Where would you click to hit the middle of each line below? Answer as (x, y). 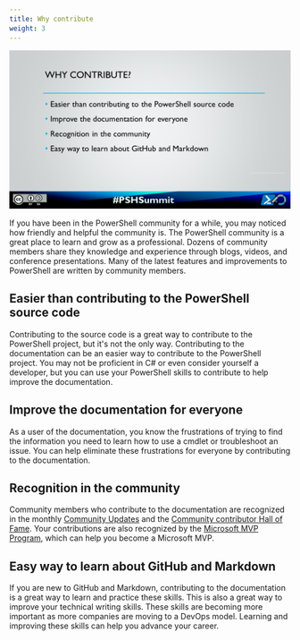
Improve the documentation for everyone (126, 410)
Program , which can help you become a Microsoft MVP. (112, 538)
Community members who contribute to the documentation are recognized (147, 509)
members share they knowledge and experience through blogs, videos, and (148, 252)
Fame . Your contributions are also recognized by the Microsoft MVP (134, 529)
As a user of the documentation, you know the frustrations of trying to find (146, 431)
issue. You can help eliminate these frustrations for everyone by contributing (150, 450)
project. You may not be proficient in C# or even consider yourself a (134, 363)
